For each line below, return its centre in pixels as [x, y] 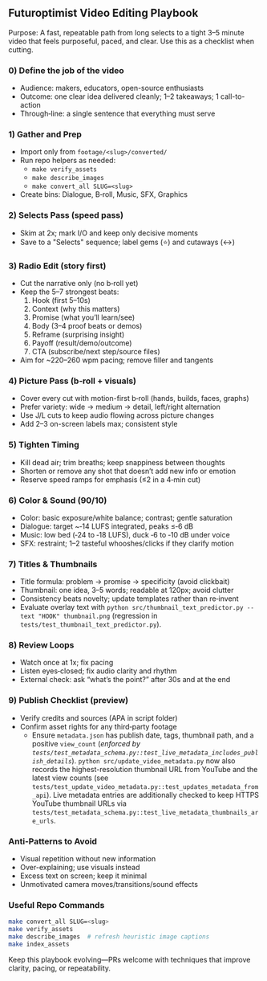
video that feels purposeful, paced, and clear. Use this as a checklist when [131, 41]
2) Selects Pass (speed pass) [66, 215]
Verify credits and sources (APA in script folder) [99, 717]
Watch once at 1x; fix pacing [67, 663]
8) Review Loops [41, 645]
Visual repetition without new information [88, 859]
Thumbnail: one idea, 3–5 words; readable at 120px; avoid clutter [127, 591]
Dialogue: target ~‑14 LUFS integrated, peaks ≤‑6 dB [107, 526]
